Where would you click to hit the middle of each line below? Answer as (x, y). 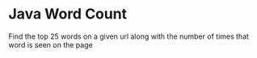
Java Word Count (68, 14)
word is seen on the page (51, 44)
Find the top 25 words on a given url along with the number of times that (128, 36)
